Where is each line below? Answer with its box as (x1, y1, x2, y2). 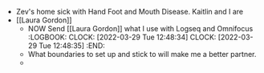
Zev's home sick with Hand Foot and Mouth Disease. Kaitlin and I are (15, 7, 243, 16)
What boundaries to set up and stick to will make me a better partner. (27, 50, 257, 59)
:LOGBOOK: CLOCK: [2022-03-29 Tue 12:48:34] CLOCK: (27, 32, 217, 42)
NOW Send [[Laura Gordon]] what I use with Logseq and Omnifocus (27, 24, 254, 33)
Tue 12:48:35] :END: (39, 41, 106, 51)
